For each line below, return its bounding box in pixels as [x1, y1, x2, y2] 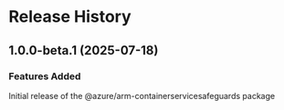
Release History [8, 6, 131, 27]
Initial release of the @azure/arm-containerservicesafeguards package [8, 90, 276, 101]
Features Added [8, 70, 81, 83]
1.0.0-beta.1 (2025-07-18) [8, 43, 159, 58]
